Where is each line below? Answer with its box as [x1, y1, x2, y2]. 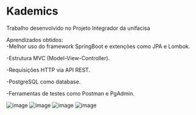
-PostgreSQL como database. [6, 78, 81, 85]
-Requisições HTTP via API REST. [6, 66, 90, 74]
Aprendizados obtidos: [6, 36, 63, 43]
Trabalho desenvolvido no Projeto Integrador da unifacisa [6, 24, 150, 32]
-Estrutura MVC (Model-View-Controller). [6, 54, 110, 61]
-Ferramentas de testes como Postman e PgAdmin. [6, 89, 135, 97]
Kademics [6, 4, 59, 18]
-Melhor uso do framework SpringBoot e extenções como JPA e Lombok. [6, 43, 191, 50]
